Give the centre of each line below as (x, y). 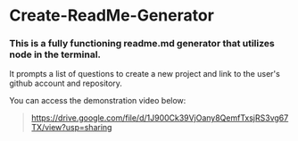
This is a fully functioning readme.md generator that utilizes (142, 44)
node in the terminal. (55, 54)
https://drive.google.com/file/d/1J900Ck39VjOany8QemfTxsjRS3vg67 (160, 118)
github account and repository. (66, 83)
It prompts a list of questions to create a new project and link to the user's (145, 74)
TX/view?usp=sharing (71, 128)
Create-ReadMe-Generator (112, 16)
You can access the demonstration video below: (98, 101)
